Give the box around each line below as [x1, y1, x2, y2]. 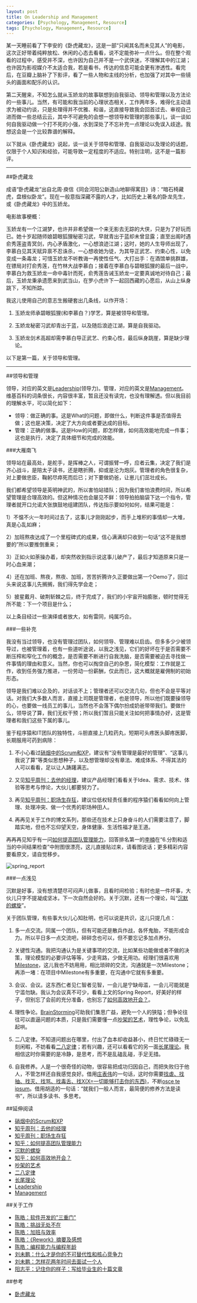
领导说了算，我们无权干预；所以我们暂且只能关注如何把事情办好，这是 [16, 709, 186, 717]
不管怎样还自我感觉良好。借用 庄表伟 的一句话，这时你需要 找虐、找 [25, 1070, 185, 1077]
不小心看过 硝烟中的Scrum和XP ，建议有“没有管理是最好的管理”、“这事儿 [14, 749, 188, 757]
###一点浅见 [6, 875, 37, 882]
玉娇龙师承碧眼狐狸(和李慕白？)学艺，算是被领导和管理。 [14, 310, 152, 317]
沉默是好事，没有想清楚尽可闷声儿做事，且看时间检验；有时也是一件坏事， [6, 887, 186, 894]
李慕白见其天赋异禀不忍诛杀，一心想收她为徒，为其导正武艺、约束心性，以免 [6, 248, 191, 255]
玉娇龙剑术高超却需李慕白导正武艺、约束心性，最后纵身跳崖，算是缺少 [14, 334, 185, 342]
